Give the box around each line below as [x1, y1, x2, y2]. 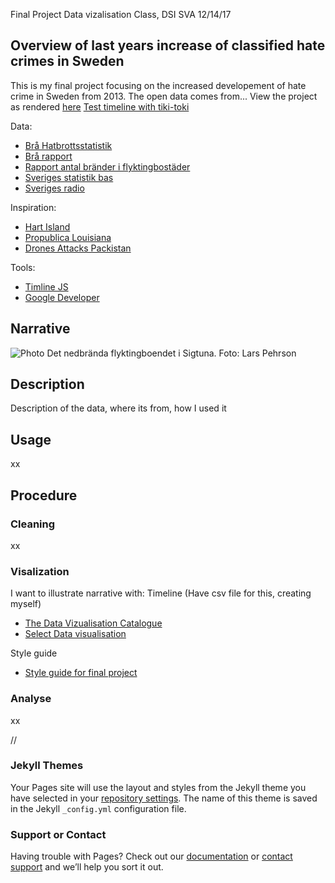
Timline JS [24, 280, 69, 293]
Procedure [10, 487, 78, 504]
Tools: [10, 261, 36, 273]
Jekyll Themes [10, 759, 84, 773]
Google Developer [24, 291, 100, 303]
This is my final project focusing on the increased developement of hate [10, 79, 307, 91]
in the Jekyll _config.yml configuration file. [10, 802, 187, 814]
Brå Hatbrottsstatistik [24, 139, 113, 151]
